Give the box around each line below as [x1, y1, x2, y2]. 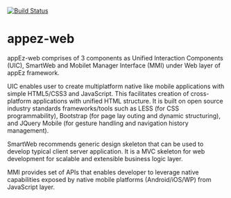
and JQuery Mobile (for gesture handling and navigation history [7, 119, 189, 127]
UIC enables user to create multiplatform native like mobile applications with [7, 82, 225, 90]
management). [7, 126, 49, 135]
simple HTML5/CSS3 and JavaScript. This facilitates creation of [7, 89, 189, 97]
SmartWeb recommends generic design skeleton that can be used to [7, 140, 204, 148]
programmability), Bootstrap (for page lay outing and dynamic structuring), [7, 111, 221, 119]
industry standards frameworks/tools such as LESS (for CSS [7, 104, 179, 113]
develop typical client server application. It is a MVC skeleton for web [7, 147, 205, 156]
